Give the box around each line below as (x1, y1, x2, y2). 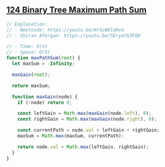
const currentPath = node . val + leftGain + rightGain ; (17, 127, 160, 133)
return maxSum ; (12, 83, 51, 89)
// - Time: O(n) (6, 43, 48, 50)
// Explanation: (6, 21, 48, 27)
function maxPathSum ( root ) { (6, 55, 81, 61)
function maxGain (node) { (12, 94, 78, 100)
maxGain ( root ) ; (12, 72, 51, 78)
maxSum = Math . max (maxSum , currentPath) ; (17, 133, 124, 139)
